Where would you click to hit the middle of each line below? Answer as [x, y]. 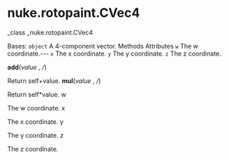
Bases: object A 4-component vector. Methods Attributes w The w [103, 46]
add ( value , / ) [27, 67]
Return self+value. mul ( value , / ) [54, 81]
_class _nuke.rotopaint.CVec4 [50, 32]
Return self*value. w [37, 94]
